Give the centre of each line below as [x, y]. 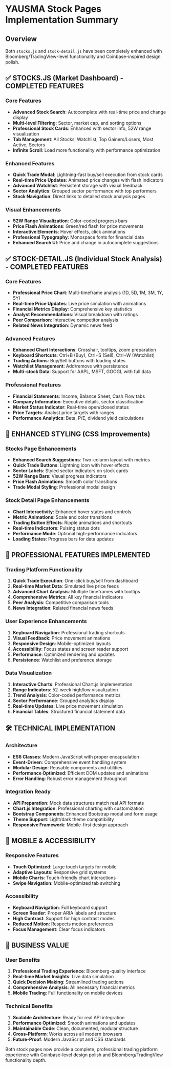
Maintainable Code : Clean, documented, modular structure [75, 1028]
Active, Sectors [29, 145]
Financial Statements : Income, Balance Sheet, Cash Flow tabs [79, 396]
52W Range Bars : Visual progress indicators [60, 476]
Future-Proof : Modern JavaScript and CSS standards [69, 1039]
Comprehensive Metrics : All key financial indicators [68, 597]
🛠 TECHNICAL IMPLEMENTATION [60, 729]
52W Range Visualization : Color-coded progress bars [70, 221]
